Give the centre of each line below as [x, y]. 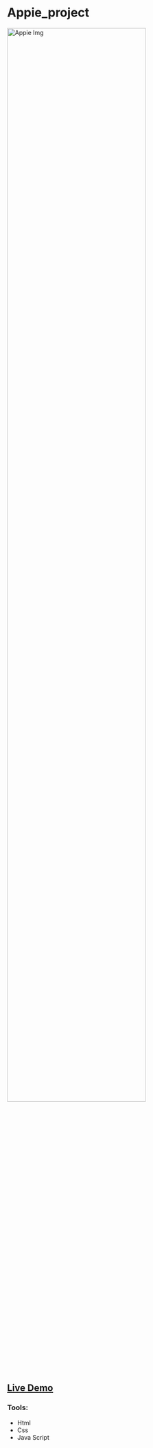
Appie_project [48, 13]
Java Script [33, 1437]
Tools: [18, 1407]
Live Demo [30, 1388]
